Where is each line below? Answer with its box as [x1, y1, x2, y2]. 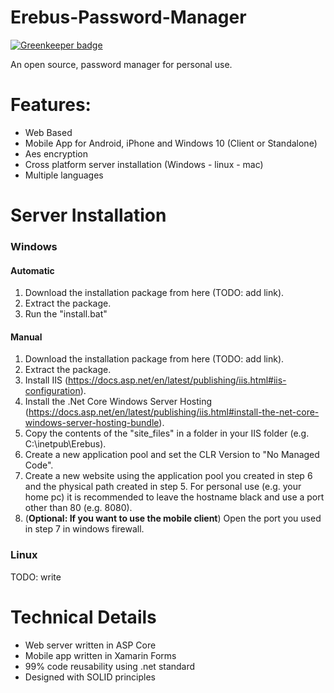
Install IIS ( [24, 374, 68, 386]
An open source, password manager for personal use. [10, 58, 233, 70]
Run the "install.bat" [24, 308, 108, 320]
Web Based [24, 126, 73, 138]
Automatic [10, 264, 55, 276]
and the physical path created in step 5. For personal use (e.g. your [24, 481, 302, 493]
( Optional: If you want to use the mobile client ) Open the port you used [24, 512, 322, 525]
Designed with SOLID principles [24, 671, 156, 683]
